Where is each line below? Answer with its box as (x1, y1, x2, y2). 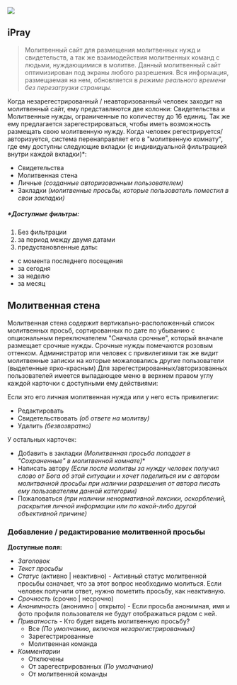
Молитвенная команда (28, 639, 98, 648)
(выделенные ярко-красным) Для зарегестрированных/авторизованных (7, 364, 228, 372)
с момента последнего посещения (17, 256, 124, 265)
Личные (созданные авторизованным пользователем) (17, 178, 184, 187)
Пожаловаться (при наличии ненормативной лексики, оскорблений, (17, 494, 226, 503)
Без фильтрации (17, 228, 67, 236)
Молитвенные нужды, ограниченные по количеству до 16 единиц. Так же (7, 112, 231, 121)
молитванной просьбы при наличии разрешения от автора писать (17, 479, 221, 487)
